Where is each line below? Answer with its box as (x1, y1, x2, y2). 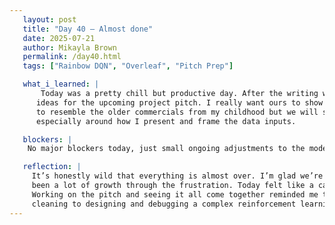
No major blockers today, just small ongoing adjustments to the (27, 144, 306, 154)
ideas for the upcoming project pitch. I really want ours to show (35, 97, 324, 108)
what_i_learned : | (22, 79, 100, 90)
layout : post (22, 14, 77, 25)
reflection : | (22, 162, 82, 172)
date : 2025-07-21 (22, 33, 96, 43)
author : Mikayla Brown (22, 42, 117, 53)
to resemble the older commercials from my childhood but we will (35, 107, 319, 117)
